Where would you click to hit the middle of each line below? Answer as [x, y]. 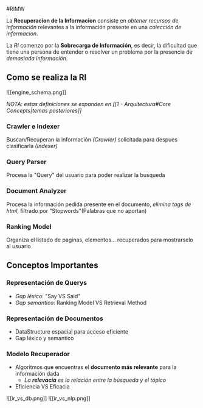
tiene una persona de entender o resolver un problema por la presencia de [99, 52]
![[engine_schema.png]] [36, 92]
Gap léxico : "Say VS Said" [48, 296]
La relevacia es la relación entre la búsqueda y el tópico [95, 380]
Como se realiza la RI [46, 78]
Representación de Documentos [55, 318]
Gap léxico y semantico [44, 338]
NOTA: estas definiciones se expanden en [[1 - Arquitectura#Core [89, 104]
